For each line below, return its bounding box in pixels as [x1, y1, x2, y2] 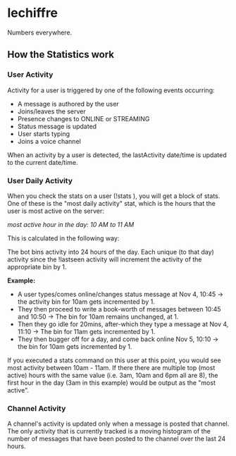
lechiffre [7, 5, 58, 21]
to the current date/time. [7, 158, 79, 166]
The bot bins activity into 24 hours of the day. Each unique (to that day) [7, 247, 215, 256]
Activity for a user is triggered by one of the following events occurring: [7, 86, 215, 94]
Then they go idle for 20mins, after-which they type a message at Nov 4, [17, 319, 229, 328]
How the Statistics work [7, 49, 115, 61]
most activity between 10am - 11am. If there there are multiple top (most [7, 363, 216, 371]
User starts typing [17, 129, 70, 138]
